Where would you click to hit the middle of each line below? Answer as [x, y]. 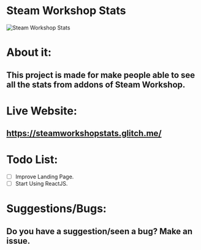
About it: [29, 52]
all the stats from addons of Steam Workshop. [96, 84]
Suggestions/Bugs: [57, 209]
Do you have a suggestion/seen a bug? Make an [100, 231]
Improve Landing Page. [44, 177]
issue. [18, 241]
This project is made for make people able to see [101, 75]
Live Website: [42, 111]
